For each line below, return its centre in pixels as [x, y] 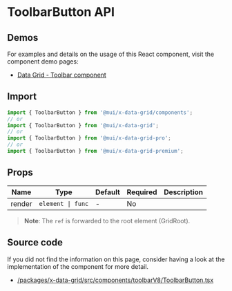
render [21, 203]
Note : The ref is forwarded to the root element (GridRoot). [107, 220]
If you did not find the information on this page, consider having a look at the [116, 259]
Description [184, 192]
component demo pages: [43, 62]
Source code [35, 243]
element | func [64, 204]
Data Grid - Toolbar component [62, 75]
